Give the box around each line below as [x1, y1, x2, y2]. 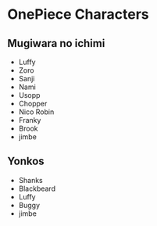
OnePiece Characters [7, 5, 149, 23]
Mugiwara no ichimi [7, 37, 105, 50]
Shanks [18, 175, 44, 185]
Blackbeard [18, 184, 56, 193]
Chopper [18, 99, 48, 108]
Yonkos [7, 155, 45, 168]
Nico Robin [18, 107, 55, 117]
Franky [18, 116, 41, 124]
